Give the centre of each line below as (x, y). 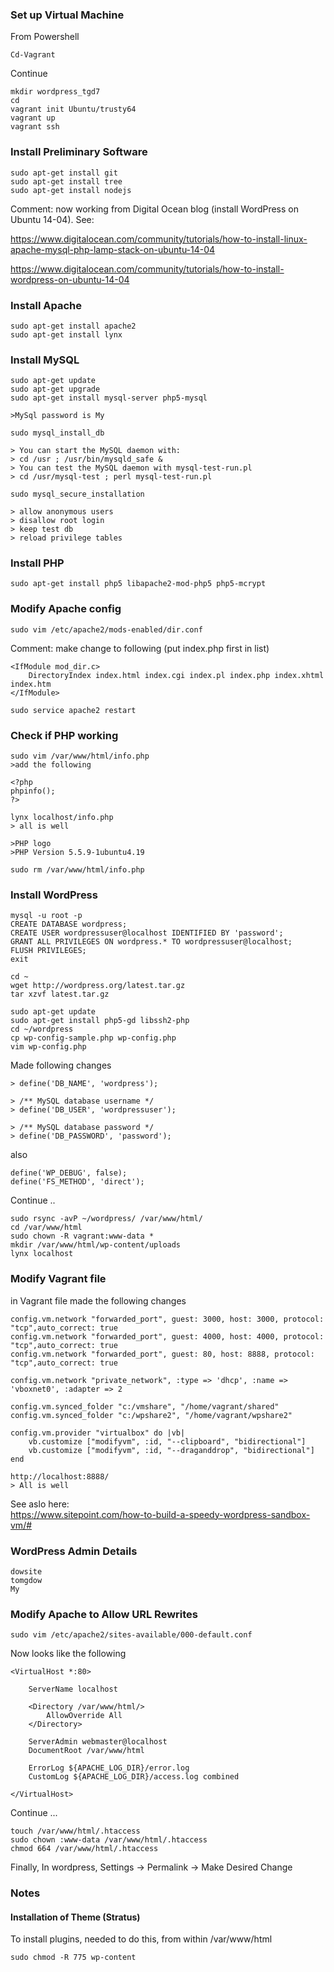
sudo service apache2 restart (73, 710)
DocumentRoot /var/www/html (86, 1751)
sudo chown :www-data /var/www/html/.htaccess (109, 1840)
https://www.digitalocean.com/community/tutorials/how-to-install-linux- (159, 239)
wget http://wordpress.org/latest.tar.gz (98, 986)
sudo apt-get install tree (66, 181)
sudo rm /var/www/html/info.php (77, 870)
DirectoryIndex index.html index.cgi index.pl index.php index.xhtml (176, 675)
